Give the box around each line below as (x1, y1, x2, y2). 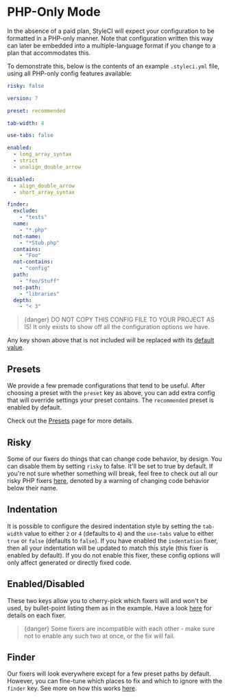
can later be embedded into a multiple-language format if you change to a (7, 41, 216, 49)
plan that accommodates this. (7, 49, 91, 57)
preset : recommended (7, 107, 67, 114)
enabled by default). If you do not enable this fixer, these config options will (7, 551, 221, 559)
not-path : (13, 284, 41, 291)
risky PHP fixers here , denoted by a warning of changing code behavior (7, 476, 210, 484)
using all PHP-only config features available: (7, 69, 132, 78)
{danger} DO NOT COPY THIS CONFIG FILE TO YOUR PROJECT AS (23, 316, 215, 324)
